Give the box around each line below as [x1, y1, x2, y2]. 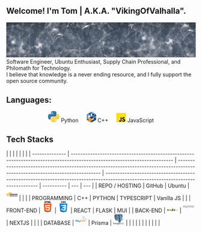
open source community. [6, 78, 68, 85]
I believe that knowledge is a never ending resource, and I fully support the [6, 71, 192, 78]
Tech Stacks [6, 134, 54, 144]
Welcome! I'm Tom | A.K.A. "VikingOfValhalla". [6, 6, 186, 16]
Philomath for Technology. [6, 64, 72, 72]
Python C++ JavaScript [61, 117, 155, 124]
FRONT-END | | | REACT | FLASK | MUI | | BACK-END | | [6, 207, 182, 214]
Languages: [6, 94, 52, 105]
